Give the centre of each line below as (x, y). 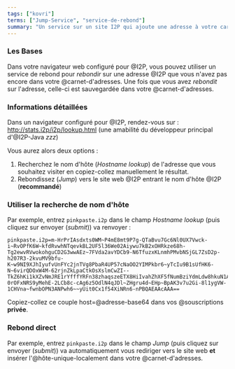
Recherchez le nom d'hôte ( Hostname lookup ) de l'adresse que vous (116, 164)
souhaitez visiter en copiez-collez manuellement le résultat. (103, 172)
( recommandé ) (40, 186)
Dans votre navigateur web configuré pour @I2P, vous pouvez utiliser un (112, 67)
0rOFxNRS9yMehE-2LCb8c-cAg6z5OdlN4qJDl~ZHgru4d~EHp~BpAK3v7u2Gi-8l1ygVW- (117, 283)
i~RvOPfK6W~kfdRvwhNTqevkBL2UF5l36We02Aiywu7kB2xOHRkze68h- (97, 246)
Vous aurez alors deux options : (53, 151)
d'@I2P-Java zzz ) (33, 137)
